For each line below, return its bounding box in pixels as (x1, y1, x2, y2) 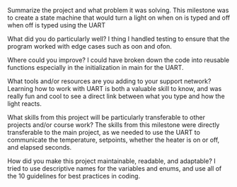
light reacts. (7, 99, 42, 108)
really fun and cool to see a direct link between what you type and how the (7, 92, 225, 100)
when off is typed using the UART (7, 21, 106, 29)
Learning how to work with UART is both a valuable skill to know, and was (7, 85, 222, 92)
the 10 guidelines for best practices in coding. (7, 172, 140, 180)
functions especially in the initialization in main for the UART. (7, 64, 184, 71)
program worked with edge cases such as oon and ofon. (7, 42, 172, 50)
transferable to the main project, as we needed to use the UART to (7, 128, 200, 136)
